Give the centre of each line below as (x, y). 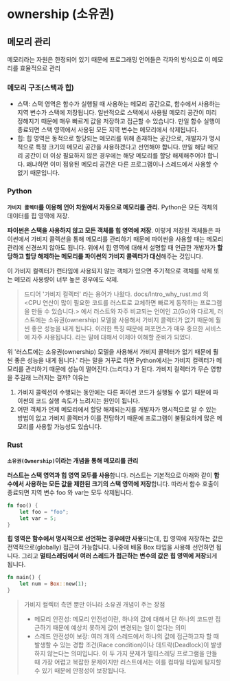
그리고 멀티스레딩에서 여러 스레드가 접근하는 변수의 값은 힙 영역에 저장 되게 (119, 556)
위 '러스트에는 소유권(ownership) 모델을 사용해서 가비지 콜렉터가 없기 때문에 (109, 351)
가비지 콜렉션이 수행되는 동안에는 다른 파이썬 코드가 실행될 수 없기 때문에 (114, 392)
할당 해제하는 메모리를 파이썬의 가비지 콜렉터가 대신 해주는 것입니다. (114, 256)
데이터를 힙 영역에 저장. (38, 216)
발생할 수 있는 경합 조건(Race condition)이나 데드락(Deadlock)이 (122, 645)
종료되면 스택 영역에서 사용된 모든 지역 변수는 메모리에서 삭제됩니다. (108, 130)
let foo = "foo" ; (44, 512)
